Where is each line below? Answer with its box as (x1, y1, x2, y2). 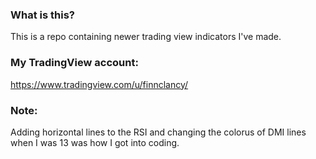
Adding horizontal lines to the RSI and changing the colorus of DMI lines (10, 126, 307, 138)
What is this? (10, 8, 75, 22)
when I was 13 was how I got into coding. (10, 136, 180, 148)
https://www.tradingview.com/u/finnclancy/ (10, 78, 189, 90)
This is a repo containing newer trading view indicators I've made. (10, 31, 282, 43)
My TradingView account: (10, 56, 139, 70)
